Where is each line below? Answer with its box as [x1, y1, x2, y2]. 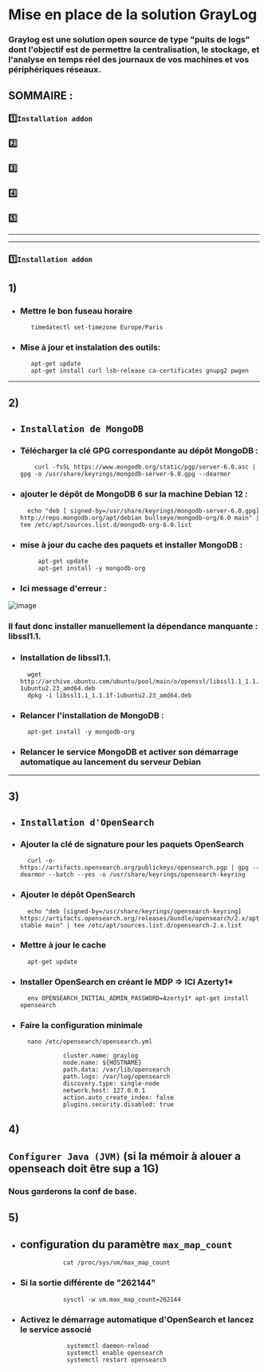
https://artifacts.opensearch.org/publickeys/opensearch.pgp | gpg [19, 864, 249, 872]
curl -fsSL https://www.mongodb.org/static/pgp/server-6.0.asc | [34, 463, 257, 472]
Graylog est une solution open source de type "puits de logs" [8, 34, 250, 45]
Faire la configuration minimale [19, 1020, 144, 1031]
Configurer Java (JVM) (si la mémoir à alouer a [8, 1149, 241, 1163]
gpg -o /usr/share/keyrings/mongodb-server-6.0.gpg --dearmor [19, 470, 231, 478]
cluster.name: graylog [62, 1052, 139, 1060]
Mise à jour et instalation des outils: [19, 342, 161, 353]
